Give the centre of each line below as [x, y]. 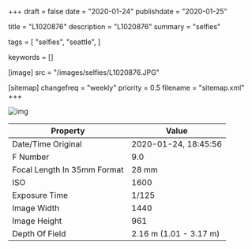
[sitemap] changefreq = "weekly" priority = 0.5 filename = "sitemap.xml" [126, 87]
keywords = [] [31, 57]
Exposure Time [40, 195]
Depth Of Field [39, 234]
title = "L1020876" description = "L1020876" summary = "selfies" [115, 26]
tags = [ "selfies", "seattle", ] [55, 42]
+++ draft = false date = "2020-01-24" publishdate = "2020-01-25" [118, 11]
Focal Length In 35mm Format [68, 170]
